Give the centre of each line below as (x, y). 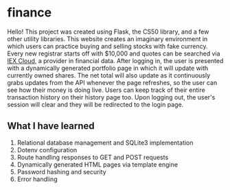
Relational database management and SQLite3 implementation (105, 143)
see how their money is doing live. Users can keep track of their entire (106, 90)
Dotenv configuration (47, 150)
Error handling (37, 179)
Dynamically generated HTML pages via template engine (97, 164)
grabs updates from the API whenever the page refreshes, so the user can (112, 82)
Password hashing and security (61, 171)
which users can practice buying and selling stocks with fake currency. (107, 46)
